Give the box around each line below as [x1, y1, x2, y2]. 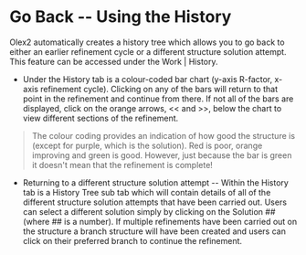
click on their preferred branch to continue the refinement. [22, 235, 243, 246]
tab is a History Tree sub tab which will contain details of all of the [22, 186, 271, 197]
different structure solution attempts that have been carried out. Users [22, 197, 288, 207]
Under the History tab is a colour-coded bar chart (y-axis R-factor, [22, 73, 273, 84]
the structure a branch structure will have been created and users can [22, 226, 286, 237]
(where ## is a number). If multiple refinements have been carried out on [22, 216, 298, 227]
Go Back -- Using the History [9, 6, 232, 27]
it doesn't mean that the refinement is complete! [31, 159, 213, 170]
